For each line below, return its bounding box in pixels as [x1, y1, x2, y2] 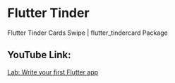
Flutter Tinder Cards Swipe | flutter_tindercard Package [7, 28, 168, 37]
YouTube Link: [7, 49, 72, 61]
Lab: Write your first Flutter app [7, 67, 99, 76]
